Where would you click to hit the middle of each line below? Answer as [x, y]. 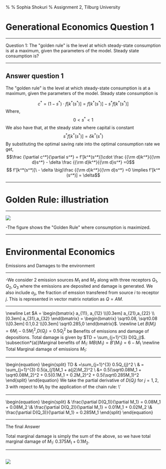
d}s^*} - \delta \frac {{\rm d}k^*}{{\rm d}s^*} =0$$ [83, 162]
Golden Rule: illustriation [57, 199]
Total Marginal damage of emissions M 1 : [46, 349]
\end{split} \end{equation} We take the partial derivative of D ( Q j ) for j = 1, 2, [82, 381]
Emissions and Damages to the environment [50, 265]
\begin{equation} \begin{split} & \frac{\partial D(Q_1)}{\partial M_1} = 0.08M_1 [83, 402]
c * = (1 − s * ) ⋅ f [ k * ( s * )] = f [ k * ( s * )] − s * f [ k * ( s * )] [83, 103]
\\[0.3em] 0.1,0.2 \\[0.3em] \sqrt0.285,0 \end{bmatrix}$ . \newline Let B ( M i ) [81, 324]
